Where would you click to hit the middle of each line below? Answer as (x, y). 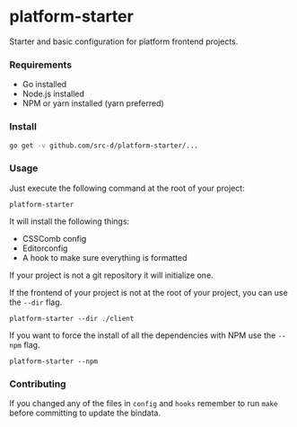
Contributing (38, 384)
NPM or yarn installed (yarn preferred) (93, 103)
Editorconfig (45, 248)
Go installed (44, 85)
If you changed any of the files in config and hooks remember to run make (144, 403)
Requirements (41, 65)
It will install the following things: (70, 221)
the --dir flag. (36, 302)
